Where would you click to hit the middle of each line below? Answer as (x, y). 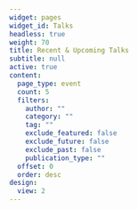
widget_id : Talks (41, 26)
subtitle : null (37, 59)
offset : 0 (35, 166)
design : (24, 183)
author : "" (45, 109)
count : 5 (33, 92)
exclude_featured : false (71, 133)
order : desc (40, 174)
